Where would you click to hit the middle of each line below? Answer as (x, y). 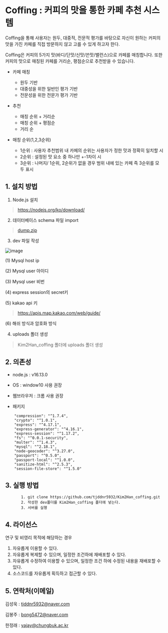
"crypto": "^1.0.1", (36, 420)
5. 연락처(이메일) (30, 591)
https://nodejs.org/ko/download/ (51, 210)
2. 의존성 (18, 362)
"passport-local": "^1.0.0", (45, 460)
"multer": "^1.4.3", (36, 442)
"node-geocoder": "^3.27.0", (45, 451)
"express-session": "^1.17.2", (47, 433)
